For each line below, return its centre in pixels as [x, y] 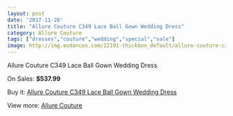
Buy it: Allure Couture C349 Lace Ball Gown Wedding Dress [92, 92]
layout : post [26, 13]
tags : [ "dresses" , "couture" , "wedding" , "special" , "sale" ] [91, 39]
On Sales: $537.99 [34, 79]
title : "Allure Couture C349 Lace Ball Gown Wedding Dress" [96, 26]
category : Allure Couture [44, 33]
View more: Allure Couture [45, 105]
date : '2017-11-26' [35, 20]
